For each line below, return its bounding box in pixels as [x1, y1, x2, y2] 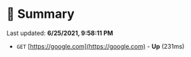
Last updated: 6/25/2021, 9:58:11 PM [6, 29, 113, 37]
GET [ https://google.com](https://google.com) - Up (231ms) [16, 42, 185, 50]
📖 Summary [6, 6, 75, 22]
